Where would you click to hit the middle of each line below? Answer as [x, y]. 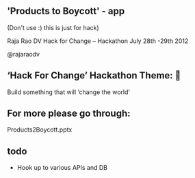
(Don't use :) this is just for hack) [53, 27]
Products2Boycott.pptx [40, 130]
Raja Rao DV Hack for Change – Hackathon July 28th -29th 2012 [98, 41]
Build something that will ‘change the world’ [68, 92]
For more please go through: [69, 114]
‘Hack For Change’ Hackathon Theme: [90, 75]
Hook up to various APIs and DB [62, 168]
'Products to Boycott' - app [66, 11]
